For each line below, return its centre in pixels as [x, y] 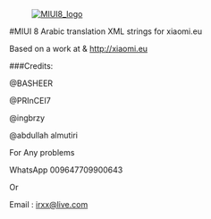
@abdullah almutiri [44, 135]
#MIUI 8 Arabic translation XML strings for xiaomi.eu [106, 31]
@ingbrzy [27, 118]
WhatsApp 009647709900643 [66, 170]
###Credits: [31, 66]
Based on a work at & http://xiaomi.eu [79, 49]
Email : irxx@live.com [49, 204]
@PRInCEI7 [30, 101]
